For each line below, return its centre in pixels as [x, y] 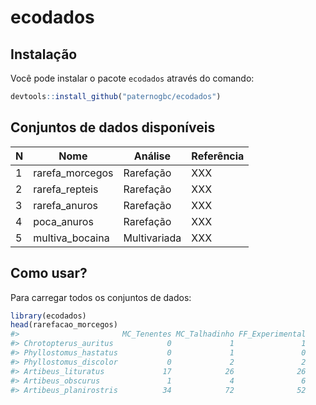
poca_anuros [63, 221]
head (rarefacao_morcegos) [64, 325]
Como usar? [49, 273]
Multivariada [152, 238]
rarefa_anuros [65, 205]
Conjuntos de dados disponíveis [113, 127]
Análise [152, 156]
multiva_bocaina [71, 238]
